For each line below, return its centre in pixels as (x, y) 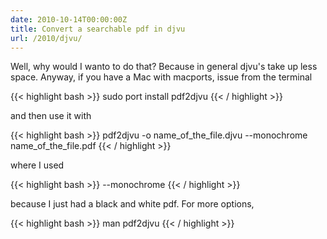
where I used (37, 165)
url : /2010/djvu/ (46, 38)
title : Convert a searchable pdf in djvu (98, 29)
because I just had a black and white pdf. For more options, (132, 204)
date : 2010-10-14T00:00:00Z (69, 19)
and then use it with (51, 116)
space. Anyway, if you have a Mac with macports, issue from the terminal (161, 77)
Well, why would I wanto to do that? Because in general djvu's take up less (164, 67)
